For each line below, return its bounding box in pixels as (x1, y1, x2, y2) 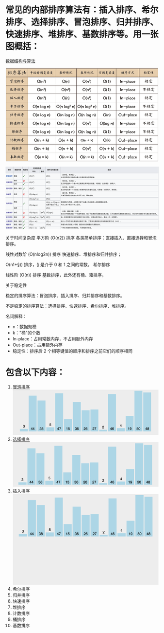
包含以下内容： (5, 367, 66, 378)
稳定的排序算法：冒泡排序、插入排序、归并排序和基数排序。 (5, 293, 125, 298)
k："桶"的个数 (12, 330, 41, 335)
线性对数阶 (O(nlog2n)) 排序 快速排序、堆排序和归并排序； (5, 251, 122, 257)
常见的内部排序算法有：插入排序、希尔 (5, 4, 159, 16)
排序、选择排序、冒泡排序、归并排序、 (5, 17, 159, 28)
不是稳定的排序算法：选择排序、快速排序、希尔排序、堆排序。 (5, 303, 129, 309)
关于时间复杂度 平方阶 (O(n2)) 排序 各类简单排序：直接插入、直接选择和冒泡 (5, 235, 157, 241)
